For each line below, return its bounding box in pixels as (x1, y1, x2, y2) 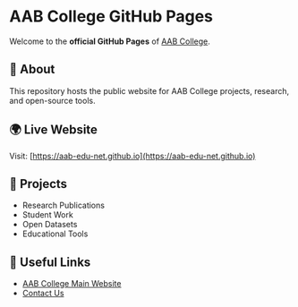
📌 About (9, 62, 55, 77)
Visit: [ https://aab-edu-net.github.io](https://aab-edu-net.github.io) (9, 150, 256, 161)
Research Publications (21, 200, 106, 211)
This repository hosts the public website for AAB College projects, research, (9, 85, 290, 96)
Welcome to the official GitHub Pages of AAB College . (9, 36, 210, 47)
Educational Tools (21, 228, 89, 239)
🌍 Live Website (9, 123, 98, 138)
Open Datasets (21, 219, 78, 230)
